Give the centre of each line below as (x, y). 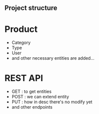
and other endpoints (32, 107)
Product (21, 29)
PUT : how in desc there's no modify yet (52, 102)
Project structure (31, 8)
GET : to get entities (31, 91)
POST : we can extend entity (40, 97)
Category (21, 43)
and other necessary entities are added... (53, 58)
